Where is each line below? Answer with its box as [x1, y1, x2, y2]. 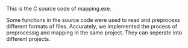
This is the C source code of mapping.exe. [6, 5, 111, 12]
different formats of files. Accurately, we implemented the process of [6, 23, 178, 30]
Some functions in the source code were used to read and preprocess [6, 17, 180, 23]
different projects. [6, 36, 51, 42]
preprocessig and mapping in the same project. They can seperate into [6, 29, 183, 36]
